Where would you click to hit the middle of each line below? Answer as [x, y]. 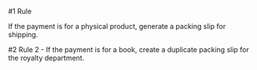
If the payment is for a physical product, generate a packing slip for [117, 26]
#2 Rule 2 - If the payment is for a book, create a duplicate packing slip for [128, 49]
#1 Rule [20, 11]
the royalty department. [46, 58]
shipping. [23, 35]
